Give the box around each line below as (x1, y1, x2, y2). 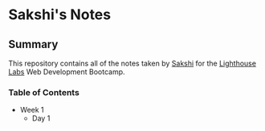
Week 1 (19, 105, 44, 115)
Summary (8, 38, 59, 51)
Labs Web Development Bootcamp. (8, 67, 126, 77)
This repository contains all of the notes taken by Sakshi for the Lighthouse (8, 58, 257, 68)
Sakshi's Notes (8, 6, 111, 24)
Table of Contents (8, 86, 80, 97)
